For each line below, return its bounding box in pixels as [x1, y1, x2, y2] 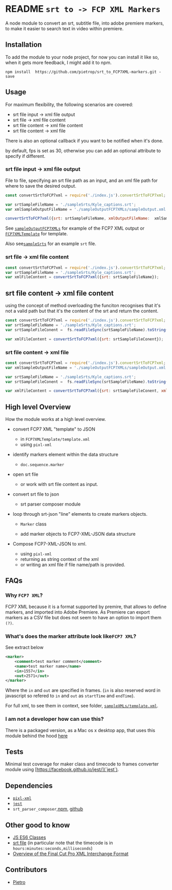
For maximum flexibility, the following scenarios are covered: [5, 101, 134, 108]
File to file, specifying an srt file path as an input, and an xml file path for [5, 177, 158, 184]
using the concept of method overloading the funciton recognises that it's [5, 302, 161, 309]
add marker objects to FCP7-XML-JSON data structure [20, 531, 136, 537]
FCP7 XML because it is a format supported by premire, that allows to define [5, 603, 167, 610]
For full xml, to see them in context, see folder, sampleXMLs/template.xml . [5, 703, 159, 709]
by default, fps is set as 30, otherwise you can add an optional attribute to [5, 147, 161, 154]
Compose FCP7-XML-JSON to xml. [12, 541, 87, 547]
